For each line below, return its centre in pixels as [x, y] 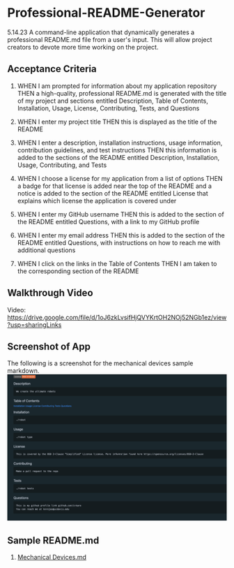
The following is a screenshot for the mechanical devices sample [100, 363]
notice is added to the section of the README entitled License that [113, 193]
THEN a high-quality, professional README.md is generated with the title [122, 93]
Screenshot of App [49, 346]
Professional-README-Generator [106, 13]
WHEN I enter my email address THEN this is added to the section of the [121, 235]
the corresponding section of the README [78, 271]
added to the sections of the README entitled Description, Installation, [118, 157]
